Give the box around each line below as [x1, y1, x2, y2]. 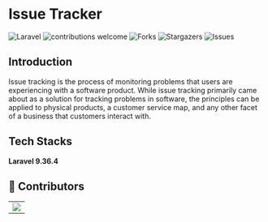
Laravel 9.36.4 [8, 156, 58, 166]
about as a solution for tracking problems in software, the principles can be [8, 94, 260, 104]
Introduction [8, 55, 73, 69]
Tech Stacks [8, 134, 73, 148]
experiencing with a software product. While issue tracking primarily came [8, 85, 257, 95]
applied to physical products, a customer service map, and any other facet [8, 102, 258, 112]
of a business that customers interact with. [8, 111, 152, 121]
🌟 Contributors [8, 179, 85, 193]
